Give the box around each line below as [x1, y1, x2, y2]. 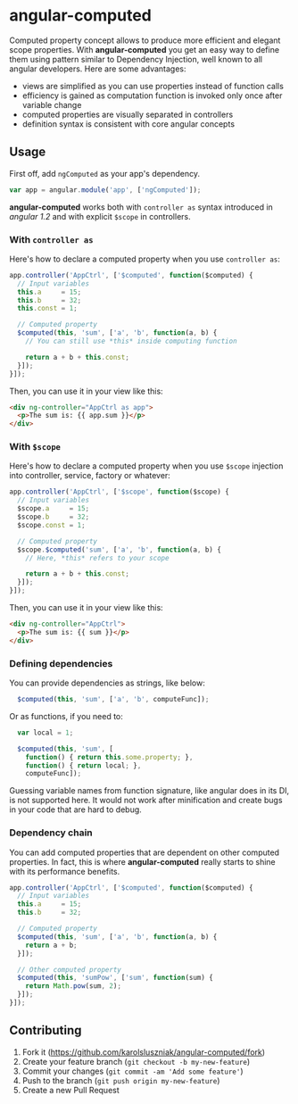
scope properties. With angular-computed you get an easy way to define [9, 44, 279, 54]
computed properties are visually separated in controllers [21, 109, 234, 120]
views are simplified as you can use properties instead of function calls [21, 80, 284, 91]
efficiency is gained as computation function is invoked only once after [21, 90, 283, 101]
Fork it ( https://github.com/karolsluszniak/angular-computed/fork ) [21, 1046, 266, 1058]
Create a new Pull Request [21, 1084, 120, 1095]
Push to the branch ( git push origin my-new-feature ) [21, 1075, 220, 1085]
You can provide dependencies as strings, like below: [9, 677, 205, 688]
